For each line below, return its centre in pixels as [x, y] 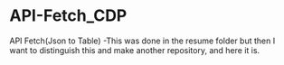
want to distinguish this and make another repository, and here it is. [135, 50]
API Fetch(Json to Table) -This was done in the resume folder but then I [142, 41]
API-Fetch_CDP [68, 16]
